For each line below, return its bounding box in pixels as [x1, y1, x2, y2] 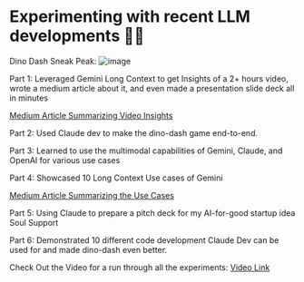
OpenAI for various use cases [9, 154, 121, 165]
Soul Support [9, 217, 59, 228]
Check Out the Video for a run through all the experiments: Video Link [9, 261, 270, 273]
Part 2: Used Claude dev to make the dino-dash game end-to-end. [9, 127, 259, 138]
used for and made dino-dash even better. [9, 244, 168, 255]
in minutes [9, 92, 48, 103]
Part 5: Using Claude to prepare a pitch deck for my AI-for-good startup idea [9, 207, 296, 219]
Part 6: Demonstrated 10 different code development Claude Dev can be [9, 234, 279, 246]
